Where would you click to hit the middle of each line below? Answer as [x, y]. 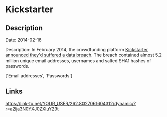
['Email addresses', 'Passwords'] [39, 76]
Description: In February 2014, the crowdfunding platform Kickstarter [77, 50]
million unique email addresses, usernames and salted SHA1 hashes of [78, 61]
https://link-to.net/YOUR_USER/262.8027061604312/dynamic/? [71, 103]
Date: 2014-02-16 [23, 40]
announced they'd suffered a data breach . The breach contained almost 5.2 [84, 55]
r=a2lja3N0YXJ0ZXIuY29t [32, 109]
